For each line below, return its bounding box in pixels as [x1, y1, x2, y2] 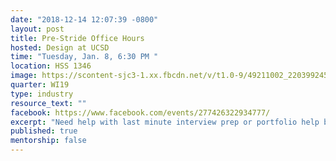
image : [10, 71, 38, 81]
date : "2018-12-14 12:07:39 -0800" [10, 14, 159, 25]
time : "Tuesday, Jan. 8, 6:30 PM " [10, 52, 159, 62]
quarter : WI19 [10, 80, 70, 90]
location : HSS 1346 [10, 61, 92, 71]
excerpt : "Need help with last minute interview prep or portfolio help [10, 117, 320, 127]
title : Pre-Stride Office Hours [10, 33, 145, 43]
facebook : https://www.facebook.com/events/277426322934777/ [10, 107, 271, 118]
